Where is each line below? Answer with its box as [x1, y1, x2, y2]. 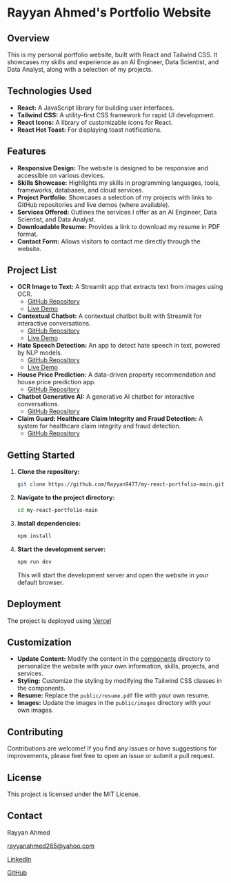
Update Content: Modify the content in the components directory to [17, 655, 211, 663]
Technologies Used [7, 85, 92, 97]
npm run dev [17, 558, 52, 565]
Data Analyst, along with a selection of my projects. [7, 66, 153, 73]
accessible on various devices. [17, 171, 106, 179]
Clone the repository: [17, 468, 80, 476]
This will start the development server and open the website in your [17, 571, 209, 579]
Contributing [7, 726, 63, 737]
